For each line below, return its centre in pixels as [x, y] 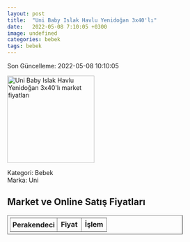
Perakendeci [34, 225]
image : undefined [32, 33]
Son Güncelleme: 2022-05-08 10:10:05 [63, 66]
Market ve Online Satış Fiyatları [77, 202]
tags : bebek [24, 46]
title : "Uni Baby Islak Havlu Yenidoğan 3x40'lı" [82, 20]
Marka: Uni [23, 180]
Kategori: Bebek [30, 173]
